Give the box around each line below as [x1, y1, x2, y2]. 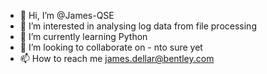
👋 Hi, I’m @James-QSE [19, 10, 115, 21]
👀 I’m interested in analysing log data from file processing [19, 20, 257, 32]
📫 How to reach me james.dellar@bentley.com [19, 53, 215, 64]
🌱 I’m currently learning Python [19, 31, 148, 42]
